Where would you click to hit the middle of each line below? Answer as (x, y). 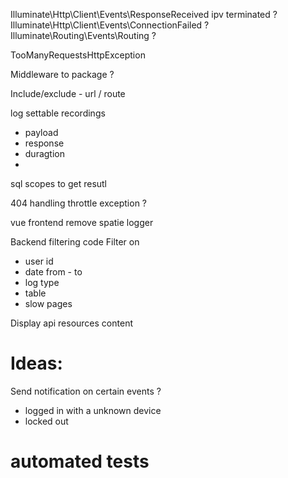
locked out (46, 421)
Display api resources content (71, 323)
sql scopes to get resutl (59, 183)
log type (42, 282)
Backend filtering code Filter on (75, 242)
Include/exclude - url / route (68, 93)
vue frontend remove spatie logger (82, 222)
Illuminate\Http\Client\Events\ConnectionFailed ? (110, 25)
